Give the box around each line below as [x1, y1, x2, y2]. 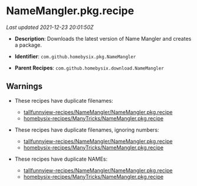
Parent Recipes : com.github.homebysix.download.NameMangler [14, 64, 164, 71]
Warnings [6, 81, 43, 92]
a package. [14, 41, 42, 48]
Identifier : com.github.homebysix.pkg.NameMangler [14, 53, 136, 60]
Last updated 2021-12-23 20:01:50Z [6, 24, 94, 31]
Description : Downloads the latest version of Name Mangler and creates [14, 35, 192, 42]
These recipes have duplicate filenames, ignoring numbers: [14, 126, 159, 133]
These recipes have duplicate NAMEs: [14, 155, 108, 162]
